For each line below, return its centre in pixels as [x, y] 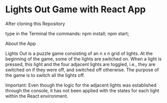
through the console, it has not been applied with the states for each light [82, 90]
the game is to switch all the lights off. [45, 75]
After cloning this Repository [35, 24]
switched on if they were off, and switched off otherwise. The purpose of [82, 70]
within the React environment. [37, 96]
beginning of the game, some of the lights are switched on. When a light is [83, 59]
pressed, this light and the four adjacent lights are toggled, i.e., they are [80, 64]
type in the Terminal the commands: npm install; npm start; [67, 33]
